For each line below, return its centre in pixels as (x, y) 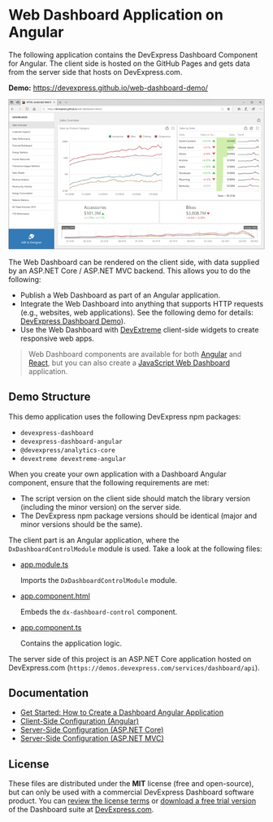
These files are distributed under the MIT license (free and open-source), (131, 784)
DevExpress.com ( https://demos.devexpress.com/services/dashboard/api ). (134, 668)
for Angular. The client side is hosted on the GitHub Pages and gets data (129, 63)
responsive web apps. (57, 338)
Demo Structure (50, 397)
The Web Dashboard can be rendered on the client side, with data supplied (134, 262)
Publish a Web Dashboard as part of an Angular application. (120, 295)
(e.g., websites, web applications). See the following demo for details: (137, 312)
